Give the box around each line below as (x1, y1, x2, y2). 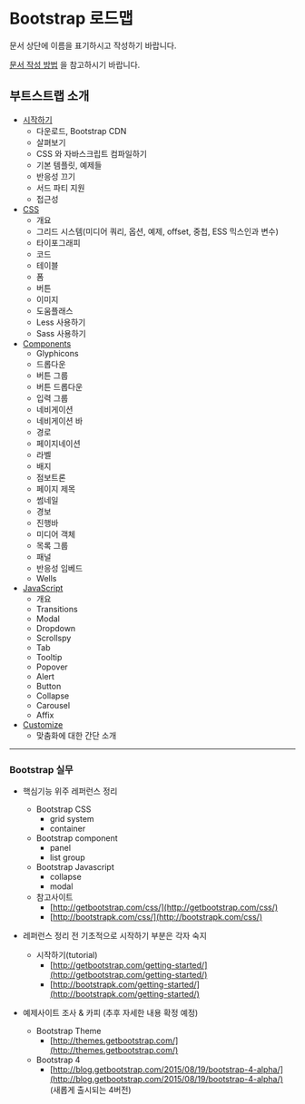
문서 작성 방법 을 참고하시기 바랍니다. (9, 59, 141, 70)
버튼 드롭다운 (35, 381, 84, 392)
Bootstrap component (35, 833, 118, 844)
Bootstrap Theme (35, 1026, 102, 1037)
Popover (35, 661, 68, 672)
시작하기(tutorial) (35, 950, 98, 961)
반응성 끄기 (35, 171, 75, 181)
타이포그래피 (35, 237, 81, 248)
